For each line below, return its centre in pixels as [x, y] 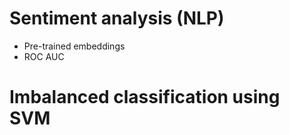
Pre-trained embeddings [74, 46]
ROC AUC [44, 56]
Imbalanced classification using [145, 97]
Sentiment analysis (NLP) [117, 18]
